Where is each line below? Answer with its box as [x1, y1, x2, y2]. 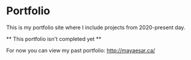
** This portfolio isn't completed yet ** [6, 35, 102, 42]
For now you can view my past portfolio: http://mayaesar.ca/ [6, 46, 156, 54]
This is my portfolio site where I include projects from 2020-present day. [6, 24, 186, 31]
